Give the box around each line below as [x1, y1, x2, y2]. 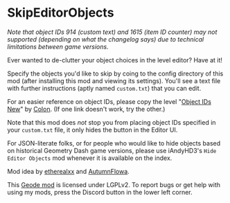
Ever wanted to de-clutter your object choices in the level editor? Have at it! [7, 55, 223, 64]
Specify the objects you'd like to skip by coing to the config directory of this [7, 69, 224, 78]
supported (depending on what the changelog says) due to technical [7, 35, 204, 43]
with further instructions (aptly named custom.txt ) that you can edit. [7, 84, 202, 92]
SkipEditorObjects [7, 5, 114, 21]
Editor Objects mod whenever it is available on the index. [7, 154, 172, 162]
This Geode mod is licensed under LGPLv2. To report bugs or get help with [7, 180, 220, 188]
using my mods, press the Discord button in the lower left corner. [7, 188, 193, 196]
